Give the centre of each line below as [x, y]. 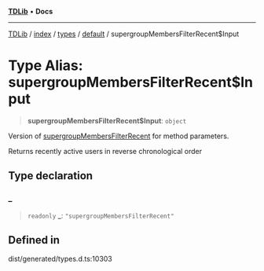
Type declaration [50, 176]
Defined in [34, 240]
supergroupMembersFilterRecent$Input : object [107, 120]
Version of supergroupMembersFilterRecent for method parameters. [119, 136]
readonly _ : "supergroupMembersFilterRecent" [101, 215]
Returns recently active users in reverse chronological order [105, 151]
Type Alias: [46, 66]
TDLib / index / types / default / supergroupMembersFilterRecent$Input [124, 34]
